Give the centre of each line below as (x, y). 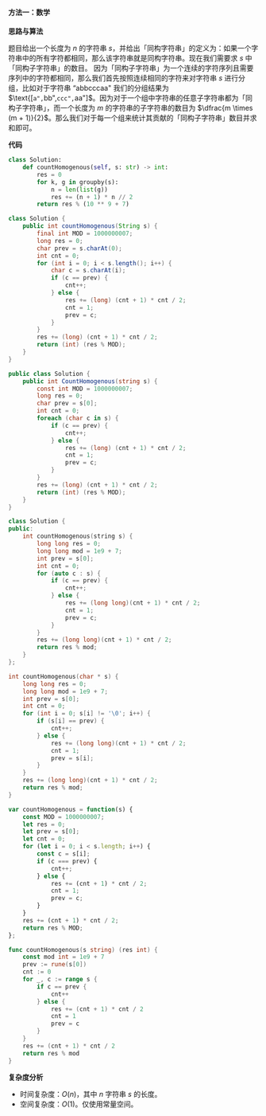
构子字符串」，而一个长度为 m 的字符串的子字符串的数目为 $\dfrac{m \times (131, 108)
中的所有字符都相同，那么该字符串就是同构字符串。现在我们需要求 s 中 (137, 58)
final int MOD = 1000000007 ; (85, 234)
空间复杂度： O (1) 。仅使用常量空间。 (79, 1104)
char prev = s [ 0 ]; (67, 403)
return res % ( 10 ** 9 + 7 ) (83, 204)
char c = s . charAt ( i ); (88, 271)
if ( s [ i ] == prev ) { (71, 721)
